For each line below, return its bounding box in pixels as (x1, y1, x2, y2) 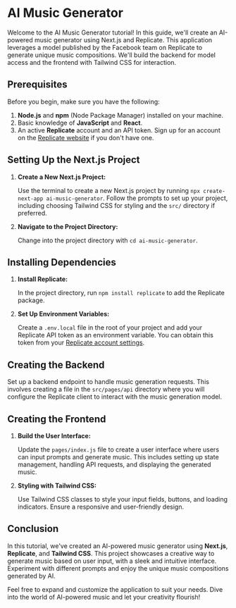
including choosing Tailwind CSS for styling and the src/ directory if (17, 201, 216, 209)
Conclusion (7, 523, 59, 535)
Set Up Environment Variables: (17, 310, 110, 318)
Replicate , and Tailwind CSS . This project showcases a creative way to (7, 549, 215, 557)
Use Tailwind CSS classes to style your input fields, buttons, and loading (17, 495, 228, 503)
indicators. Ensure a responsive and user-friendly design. (17, 502, 185, 511)
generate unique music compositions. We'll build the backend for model (7, 51, 216, 59)
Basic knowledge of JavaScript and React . (17, 118, 143, 127)
